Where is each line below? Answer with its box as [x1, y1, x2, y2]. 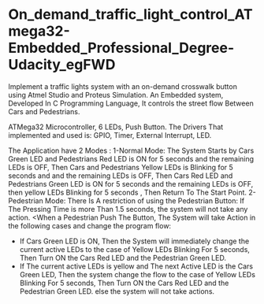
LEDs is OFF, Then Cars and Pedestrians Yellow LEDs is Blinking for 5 [8, 162, 234, 172]
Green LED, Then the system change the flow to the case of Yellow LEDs [19, 269, 256, 279]
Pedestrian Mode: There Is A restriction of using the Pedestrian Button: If [8, 195, 245, 206]
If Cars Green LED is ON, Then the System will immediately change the [19, 236, 250, 246]
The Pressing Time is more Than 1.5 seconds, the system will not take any [8, 204, 248, 213]
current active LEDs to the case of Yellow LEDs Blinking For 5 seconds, [19, 244, 251, 254]
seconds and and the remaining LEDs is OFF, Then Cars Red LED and [8, 171, 233, 180]
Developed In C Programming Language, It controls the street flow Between [8, 98, 254, 108]
